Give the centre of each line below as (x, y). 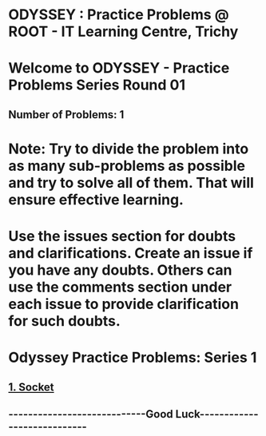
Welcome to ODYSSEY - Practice (119, 68)
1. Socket (31, 387)
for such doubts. (65, 321)
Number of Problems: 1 (66, 115)
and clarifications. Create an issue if (131, 254)
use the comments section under (120, 287)
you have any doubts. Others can (120, 270)
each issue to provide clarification (124, 304)
